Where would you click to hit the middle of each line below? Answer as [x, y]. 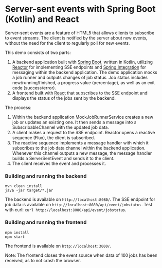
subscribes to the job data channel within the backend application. [79, 148]
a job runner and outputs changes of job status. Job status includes [80, 77]
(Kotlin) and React [42, 19]
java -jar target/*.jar [29, 191]
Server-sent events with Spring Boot [80, 9]
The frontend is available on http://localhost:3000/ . [58, 246]
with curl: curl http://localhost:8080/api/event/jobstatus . [66, 210]
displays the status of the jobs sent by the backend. [64, 98]
